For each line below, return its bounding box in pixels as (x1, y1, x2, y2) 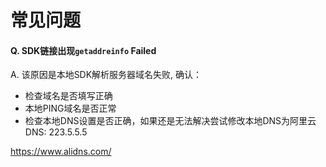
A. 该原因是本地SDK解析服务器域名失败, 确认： (10, 69, 203, 81)
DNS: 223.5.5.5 (24, 126, 88, 138)
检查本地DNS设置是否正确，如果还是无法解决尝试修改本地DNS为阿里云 (24, 115, 317, 127)
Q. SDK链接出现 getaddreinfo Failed (10, 44, 157, 56)
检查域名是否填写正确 (24, 90, 113, 102)
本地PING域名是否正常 (24, 102, 117, 115)
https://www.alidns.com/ (10, 146, 112, 158)
